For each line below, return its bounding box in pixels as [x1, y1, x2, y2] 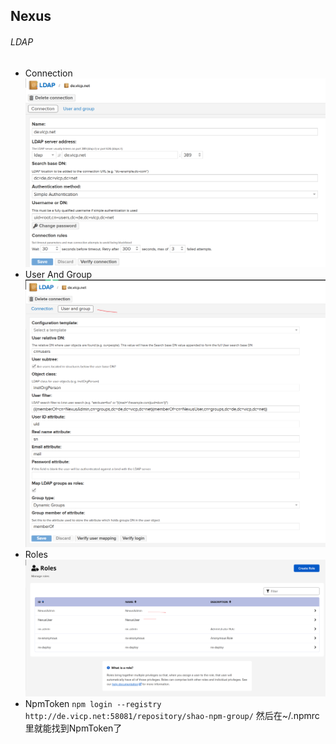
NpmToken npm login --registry [24, 698, 162, 710]
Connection [24, 67, 73, 79]
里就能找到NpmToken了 [24, 722, 123, 734]
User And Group [24, 269, 93, 281]
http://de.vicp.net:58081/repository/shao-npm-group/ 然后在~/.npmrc [24, 710, 320, 722]
